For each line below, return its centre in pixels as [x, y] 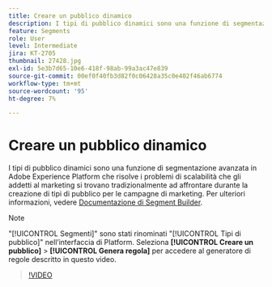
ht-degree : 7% [32, 99]
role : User [27, 38]
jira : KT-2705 [32, 53]
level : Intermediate [43, 46]
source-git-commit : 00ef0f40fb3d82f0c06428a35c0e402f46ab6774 [115, 76]
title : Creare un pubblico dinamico [70, 16]
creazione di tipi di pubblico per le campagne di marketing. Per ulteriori [127, 194]
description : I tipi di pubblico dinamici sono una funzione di [119, 23]
